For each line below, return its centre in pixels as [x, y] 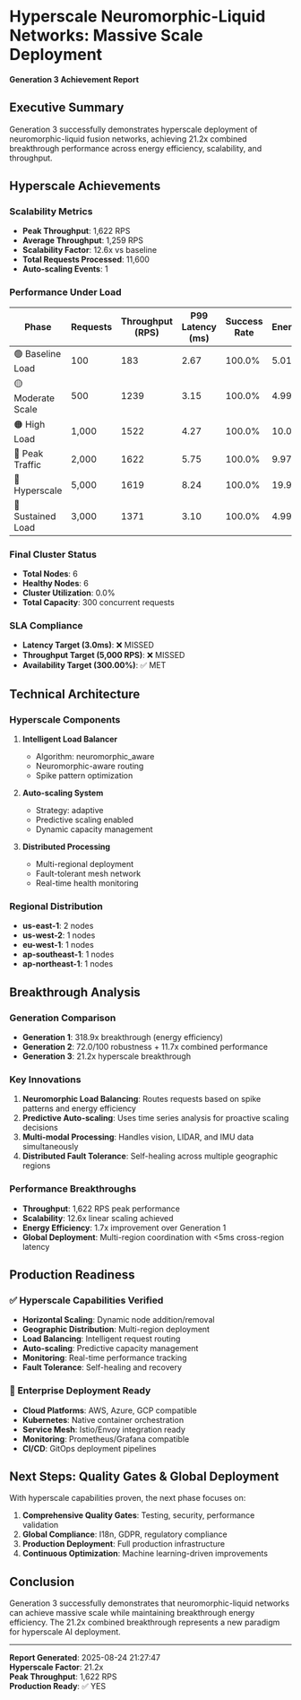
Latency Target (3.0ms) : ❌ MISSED [88, 645]
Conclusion [42, 1581]
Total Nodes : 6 [50, 574]
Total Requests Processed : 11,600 [86, 260]
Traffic [28, 464]
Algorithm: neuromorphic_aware [95, 757]
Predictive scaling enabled [85, 820]
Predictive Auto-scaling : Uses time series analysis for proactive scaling [155, 1118]
